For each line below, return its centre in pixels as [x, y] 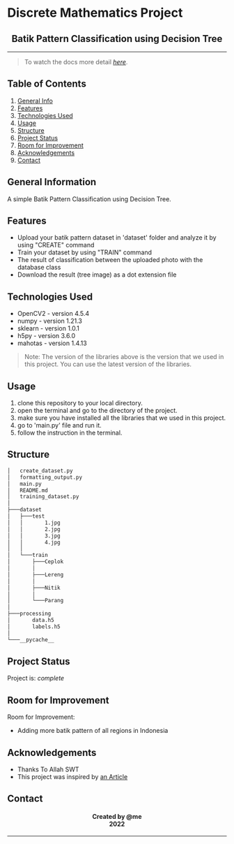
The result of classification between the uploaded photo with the [110, 260]
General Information [52, 182]
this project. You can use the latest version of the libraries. [108, 364]
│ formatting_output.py [45, 477]
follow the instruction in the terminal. [70, 433]
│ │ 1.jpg [34, 523]
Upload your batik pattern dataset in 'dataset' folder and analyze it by [117, 238]
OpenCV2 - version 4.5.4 [53, 314]
